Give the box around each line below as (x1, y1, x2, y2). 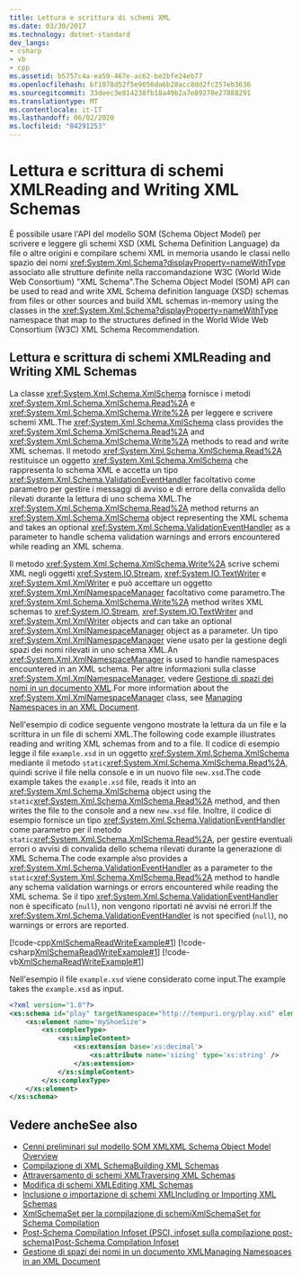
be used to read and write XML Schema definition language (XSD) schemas (9, 285, 289, 297)
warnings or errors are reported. (9, 919, 129, 931)
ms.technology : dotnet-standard (9, 30, 130, 39)
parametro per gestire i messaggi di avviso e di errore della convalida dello (9, 483, 286, 495)
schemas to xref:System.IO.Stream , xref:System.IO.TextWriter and (9, 606, 253, 617)
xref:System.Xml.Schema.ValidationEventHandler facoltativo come (9, 474, 256, 485)
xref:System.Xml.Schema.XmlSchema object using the (9, 786, 211, 797)
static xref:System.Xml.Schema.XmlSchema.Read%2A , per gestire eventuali (9, 834, 293, 844)
